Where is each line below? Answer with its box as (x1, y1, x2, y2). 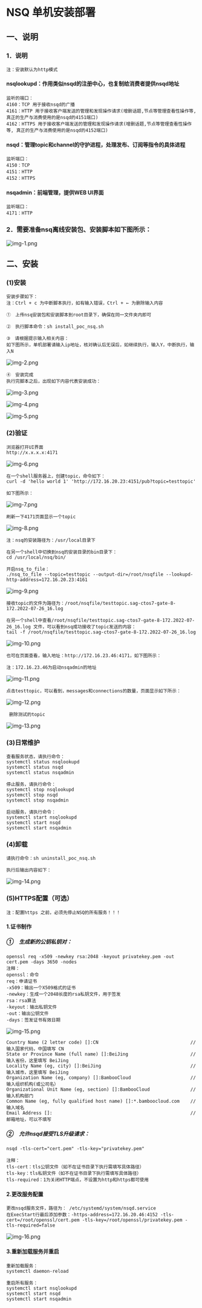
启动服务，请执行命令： (6, 809, 56, 816)
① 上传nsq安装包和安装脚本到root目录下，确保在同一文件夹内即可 (6, 312, 152, 318)
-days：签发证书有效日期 (6, 1017, 60, 1023)
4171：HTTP (6, 210, 33, 216)
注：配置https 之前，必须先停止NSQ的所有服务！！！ (6, 909, 121, 916)
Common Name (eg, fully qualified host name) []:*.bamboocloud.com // (6, 1099, 197, 1105)
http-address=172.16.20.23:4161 (6, 576, 88, 583)
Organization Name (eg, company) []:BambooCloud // (6, 1075, 197, 1081)
